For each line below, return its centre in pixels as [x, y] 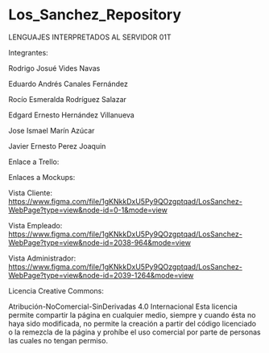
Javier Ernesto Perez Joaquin [57, 146]
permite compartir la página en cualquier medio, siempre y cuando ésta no [132, 314]
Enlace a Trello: [34, 162]
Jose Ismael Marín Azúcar [52, 130]
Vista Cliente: [30, 193]
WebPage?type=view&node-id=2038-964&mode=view [100, 242]
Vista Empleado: [35, 225]
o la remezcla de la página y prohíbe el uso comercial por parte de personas [134, 332]
